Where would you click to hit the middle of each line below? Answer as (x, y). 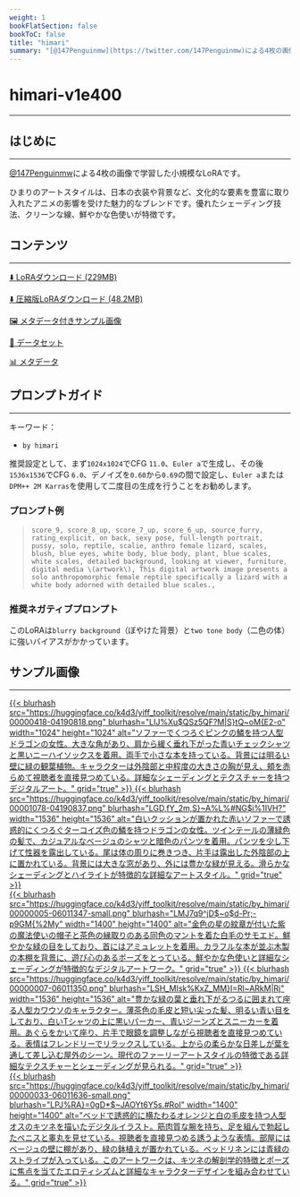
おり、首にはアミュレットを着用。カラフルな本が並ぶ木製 (184, 946)
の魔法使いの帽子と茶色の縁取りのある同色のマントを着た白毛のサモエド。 (146, 935)
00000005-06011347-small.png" (70, 913)
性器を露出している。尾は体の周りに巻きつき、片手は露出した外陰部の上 (157, 852)
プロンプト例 (37, 511)
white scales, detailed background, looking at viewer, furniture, (159, 561)
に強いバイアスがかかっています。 (71, 642)
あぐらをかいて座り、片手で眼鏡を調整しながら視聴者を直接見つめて (150, 1032)
